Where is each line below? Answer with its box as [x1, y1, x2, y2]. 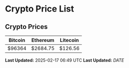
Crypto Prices [5, 23, 48, 31]
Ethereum [31, 37, 55, 43]
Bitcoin [8, 37, 26, 43]
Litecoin [60, 37, 79, 43]
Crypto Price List [5, 3, 74, 14]
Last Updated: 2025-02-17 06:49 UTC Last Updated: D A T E [5, 57, 125, 63]
